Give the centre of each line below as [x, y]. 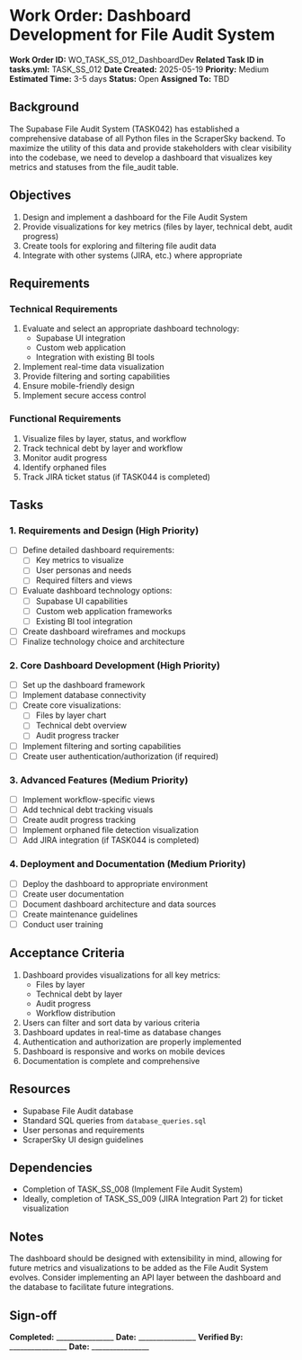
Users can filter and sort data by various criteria [111, 1023]
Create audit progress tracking [79, 820]
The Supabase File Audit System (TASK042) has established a [124, 129]
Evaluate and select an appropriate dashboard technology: [131, 328]
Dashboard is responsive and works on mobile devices [124, 1051]
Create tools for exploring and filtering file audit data [120, 246]
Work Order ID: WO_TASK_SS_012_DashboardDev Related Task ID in [137, 59]
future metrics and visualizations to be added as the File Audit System [139, 1268]
